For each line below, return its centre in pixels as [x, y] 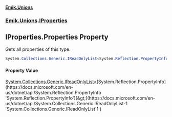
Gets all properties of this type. [38, 49]
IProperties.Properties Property [57, 37]
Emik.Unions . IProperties [36, 21]
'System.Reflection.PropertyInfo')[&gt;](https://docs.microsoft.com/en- [80, 98]
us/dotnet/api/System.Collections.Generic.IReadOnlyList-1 [67, 104]
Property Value [22, 70]
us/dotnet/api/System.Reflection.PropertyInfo [53, 93]
